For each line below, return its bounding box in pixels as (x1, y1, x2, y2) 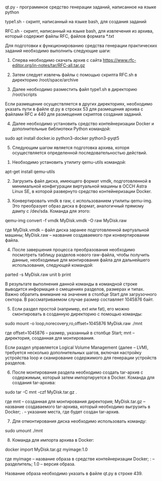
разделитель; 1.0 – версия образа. (5, 461, 76, 467)
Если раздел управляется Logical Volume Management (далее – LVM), (5, 344, 149, 350)
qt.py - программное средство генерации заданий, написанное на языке (5, 4, 157, 10)
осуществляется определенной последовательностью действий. (12, 150, 147, 155)
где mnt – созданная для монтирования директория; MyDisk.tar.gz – (5, 398, 146, 404)
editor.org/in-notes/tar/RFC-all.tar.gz (12, 63, 86, 68)
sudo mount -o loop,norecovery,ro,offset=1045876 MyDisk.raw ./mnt (5, 321, 143, 326)
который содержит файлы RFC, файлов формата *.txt (5, 34, 115, 39)
